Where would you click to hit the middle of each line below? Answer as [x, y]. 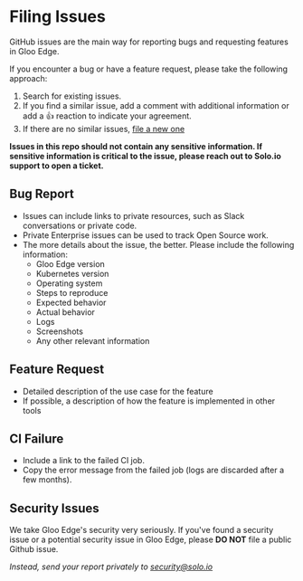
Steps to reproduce [72, 292]
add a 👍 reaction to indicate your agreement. [107, 116]
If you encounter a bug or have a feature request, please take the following [148, 69]
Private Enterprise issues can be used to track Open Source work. [145, 235]
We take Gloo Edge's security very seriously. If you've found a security [142, 530]
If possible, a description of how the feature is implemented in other [149, 401]
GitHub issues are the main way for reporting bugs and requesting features [149, 42]
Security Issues [54, 508]
